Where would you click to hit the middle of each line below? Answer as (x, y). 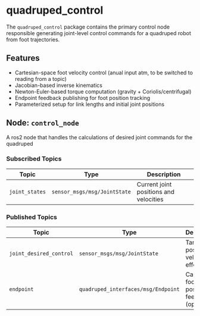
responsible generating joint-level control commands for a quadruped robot (99, 33)
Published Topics (32, 217)
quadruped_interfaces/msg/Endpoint (129, 290)
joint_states (28, 192)
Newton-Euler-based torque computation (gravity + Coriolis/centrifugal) (103, 91)
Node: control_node (43, 123)
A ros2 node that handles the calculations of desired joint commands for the (99, 137)
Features (23, 58)
